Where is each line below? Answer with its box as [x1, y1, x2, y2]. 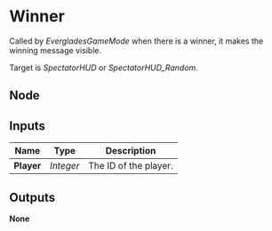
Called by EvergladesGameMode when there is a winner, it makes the [9, 36, 264, 46]
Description [105, 145, 156, 157]
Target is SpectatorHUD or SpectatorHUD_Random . [9, 62, 198, 73]
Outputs [9, 189, 56, 205]
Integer [50, 160, 80, 172]
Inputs [9, 118, 46, 133]
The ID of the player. [88, 160, 173, 172]
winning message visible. [9, 44, 102, 55]
